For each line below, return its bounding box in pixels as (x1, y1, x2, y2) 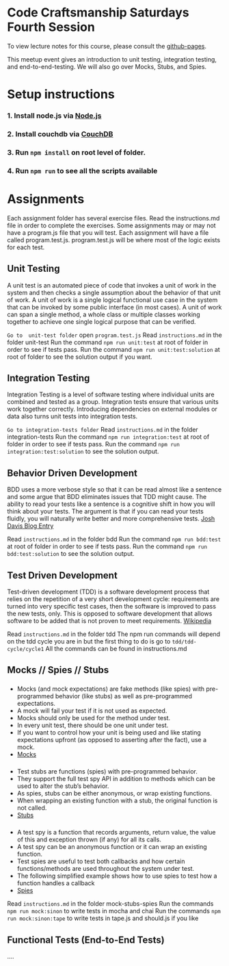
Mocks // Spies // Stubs (7, 664, 109, 676)
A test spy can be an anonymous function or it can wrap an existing (16, 843, 207, 851)
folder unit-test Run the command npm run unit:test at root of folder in (7, 338, 208, 346)
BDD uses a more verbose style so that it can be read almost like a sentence (7, 485, 222, 494)
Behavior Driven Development (7, 467, 138, 479)
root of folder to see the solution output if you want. (7, 353, 152, 361)
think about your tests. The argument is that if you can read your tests (7, 507, 204, 516)
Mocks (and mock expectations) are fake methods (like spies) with (16, 685, 205, 693)
